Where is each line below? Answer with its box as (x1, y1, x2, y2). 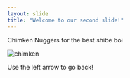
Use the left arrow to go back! (7, 63, 93, 71)
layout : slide (7, 10, 49, 17)
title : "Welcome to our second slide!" (7, 17, 124, 24)
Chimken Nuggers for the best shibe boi (7, 36, 123, 44)
